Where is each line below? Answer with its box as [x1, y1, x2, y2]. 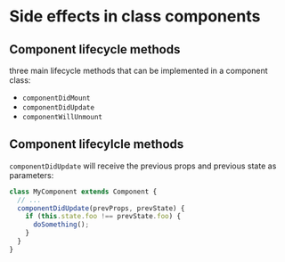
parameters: [9, 169, 54, 180]
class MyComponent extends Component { [9, 187, 158, 196]
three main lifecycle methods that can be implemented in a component [9, 65, 268, 76]
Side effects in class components [9, 6, 261, 27]
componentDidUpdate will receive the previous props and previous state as [9, 160, 277, 171]
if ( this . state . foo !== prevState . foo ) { [25, 212, 181, 221]
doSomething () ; [32, 220, 90, 229]
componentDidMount [21, 94, 91, 102]
